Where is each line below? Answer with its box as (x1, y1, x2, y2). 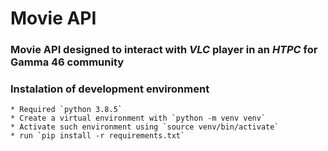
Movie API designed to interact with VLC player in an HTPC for (10, 43, 318, 57)
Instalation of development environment (10, 82, 210, 96)
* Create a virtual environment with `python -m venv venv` (10, 113, 267, 124)
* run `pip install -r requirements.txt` (10, 131, 186, 141)
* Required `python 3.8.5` (10, 105, 123, 115)
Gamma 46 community (10, 55, 125, 69)
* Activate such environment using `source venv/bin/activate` (10, 122, 280, 132)
